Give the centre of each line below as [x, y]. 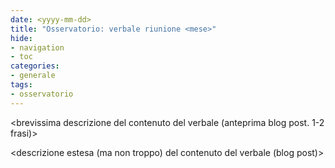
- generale [33, 76]
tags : [21, 85]
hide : [21, 38]
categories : [35, 66]
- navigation [37, 47]
